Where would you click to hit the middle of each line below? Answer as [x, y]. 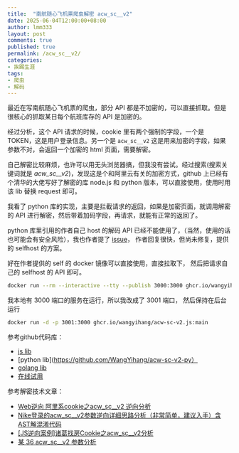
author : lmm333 [30, 27]
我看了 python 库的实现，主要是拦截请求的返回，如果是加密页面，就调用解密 [119, 206]
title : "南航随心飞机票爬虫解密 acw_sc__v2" [70, 14]
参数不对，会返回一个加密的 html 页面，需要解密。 [81, 149]
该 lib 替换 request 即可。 [44, 191]
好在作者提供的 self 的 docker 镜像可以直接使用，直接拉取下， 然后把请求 [115, 263]
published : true [31, 47]
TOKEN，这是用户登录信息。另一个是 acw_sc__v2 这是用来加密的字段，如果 [117, 141]
